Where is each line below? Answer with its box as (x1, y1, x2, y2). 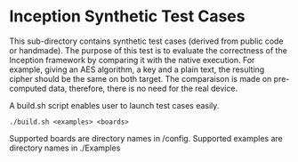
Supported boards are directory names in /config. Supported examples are (9, 133, 283, 143)
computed (9, 83, 47, 93)
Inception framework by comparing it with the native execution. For (9, 54, 255, 65)
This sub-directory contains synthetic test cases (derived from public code (9, 36, 284, 46)
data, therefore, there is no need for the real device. (48, 83, 238, 93)
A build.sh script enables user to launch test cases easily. (9, 100, 220, 110)
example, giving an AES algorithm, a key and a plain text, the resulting (9, 64, 265, 75)
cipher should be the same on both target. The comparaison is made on (9, 73, 272, 84)
